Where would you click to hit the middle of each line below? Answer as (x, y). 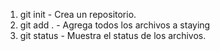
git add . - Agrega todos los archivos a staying (115, 25)
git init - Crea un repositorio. (78, 14)
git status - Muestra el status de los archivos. (113, 35)
